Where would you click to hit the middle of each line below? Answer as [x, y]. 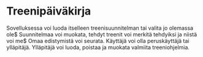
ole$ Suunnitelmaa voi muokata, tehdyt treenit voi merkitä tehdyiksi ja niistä [102, 34]
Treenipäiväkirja [49, 11]
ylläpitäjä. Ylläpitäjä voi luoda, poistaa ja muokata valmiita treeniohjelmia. [98, 47]
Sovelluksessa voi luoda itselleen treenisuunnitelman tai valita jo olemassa [100, 28]
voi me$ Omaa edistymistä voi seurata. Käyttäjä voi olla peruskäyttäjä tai [98, 41]
